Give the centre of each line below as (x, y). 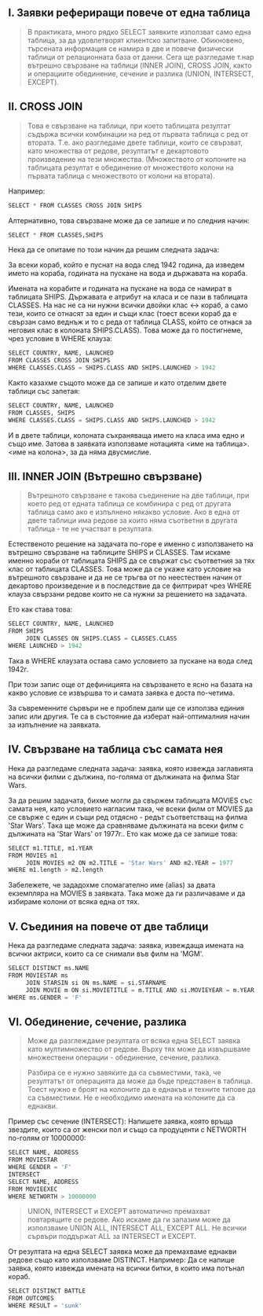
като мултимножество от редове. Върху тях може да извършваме (139, 1049)
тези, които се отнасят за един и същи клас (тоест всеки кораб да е (122, 314)
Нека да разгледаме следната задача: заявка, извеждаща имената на (126, 946)
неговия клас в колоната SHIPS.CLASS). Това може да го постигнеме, (126, 330)
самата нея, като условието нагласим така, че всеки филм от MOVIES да (131, 808)
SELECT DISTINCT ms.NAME (49, 969)
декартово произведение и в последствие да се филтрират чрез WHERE (130, 586)
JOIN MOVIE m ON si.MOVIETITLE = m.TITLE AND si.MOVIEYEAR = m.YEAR (140, 990)
